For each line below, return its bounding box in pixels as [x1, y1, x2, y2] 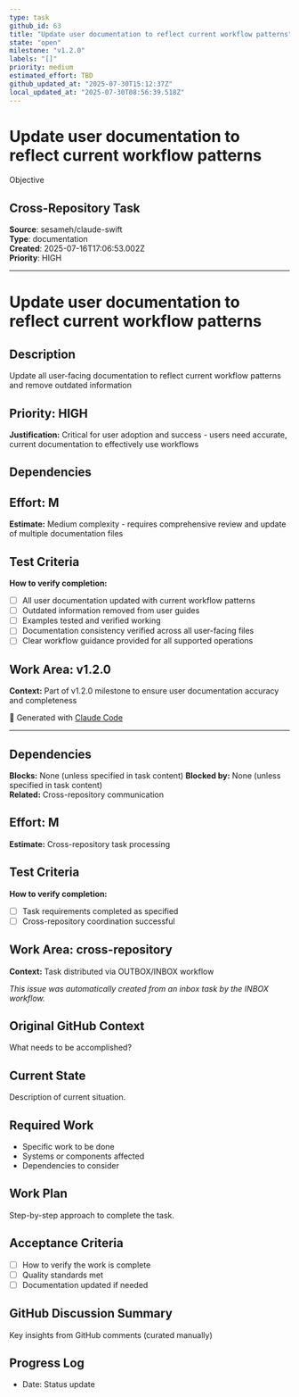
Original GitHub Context [9, 1019, 145, 1034]
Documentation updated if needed [21, 1279, 149, 1290]
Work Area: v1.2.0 [9, 661, 111, 677]
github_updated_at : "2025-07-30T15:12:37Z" [9, 79, 174, 88]
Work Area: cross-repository [9, 943, 173, 958]
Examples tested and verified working [21, 615, 161, 626]
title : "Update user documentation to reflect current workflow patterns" [9, 29, 293, 38]
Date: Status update [21, 1379, 95, 1390]
